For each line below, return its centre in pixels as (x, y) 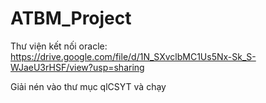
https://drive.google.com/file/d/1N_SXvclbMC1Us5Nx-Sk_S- (133, 56)
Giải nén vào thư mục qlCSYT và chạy (88, 86)
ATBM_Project (71, 18)
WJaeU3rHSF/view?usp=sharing (77, 67)
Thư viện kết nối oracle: (59, 46)
